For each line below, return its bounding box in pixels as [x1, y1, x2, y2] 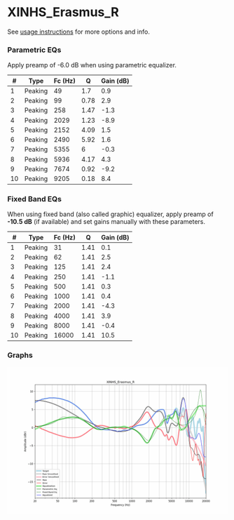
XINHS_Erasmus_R [7, 4, 119, 20]
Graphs [7, 350, 33, 360]
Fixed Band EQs [7, 194, 62, 204]
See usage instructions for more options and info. [7, 27, 151, 36]
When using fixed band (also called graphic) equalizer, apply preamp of [7, 210, 214, 218]
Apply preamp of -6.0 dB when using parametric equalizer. [7, 61, 177, 69]
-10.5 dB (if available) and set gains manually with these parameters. [7, 218, 205, 226]
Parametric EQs [7, 45, 62, 55]
